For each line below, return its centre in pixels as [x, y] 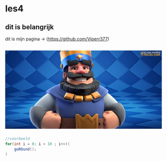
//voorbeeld [17, 139]
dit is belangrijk [30, 27]
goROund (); [25, 149]
